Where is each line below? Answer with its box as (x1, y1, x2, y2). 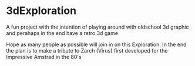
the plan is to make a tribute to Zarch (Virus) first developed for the (6, 47, 168, 54)
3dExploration (6, 4, 77, 18)
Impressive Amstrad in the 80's (6, 53, 82, 60)
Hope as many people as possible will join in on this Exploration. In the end (6, 41, 187, 48)
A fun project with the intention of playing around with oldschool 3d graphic (6, 23, 189, 30)
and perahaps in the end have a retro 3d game (6, 29, 119, 36)
